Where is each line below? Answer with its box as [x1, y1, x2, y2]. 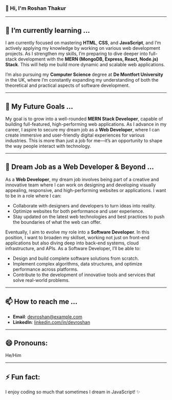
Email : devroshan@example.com [12, 313, 83, 320]
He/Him [5, 352, 21, 358]
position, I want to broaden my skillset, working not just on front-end [5, 234, 150, 240]
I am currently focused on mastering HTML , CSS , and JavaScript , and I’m [5, 40, 161, 46]
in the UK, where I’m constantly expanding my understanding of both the [5, 77, 159, 83]
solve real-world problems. [12, 277, 70, 283]
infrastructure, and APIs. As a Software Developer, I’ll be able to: [5, 245, 141, 251]
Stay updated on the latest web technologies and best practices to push [12, 213, 165, 220]
